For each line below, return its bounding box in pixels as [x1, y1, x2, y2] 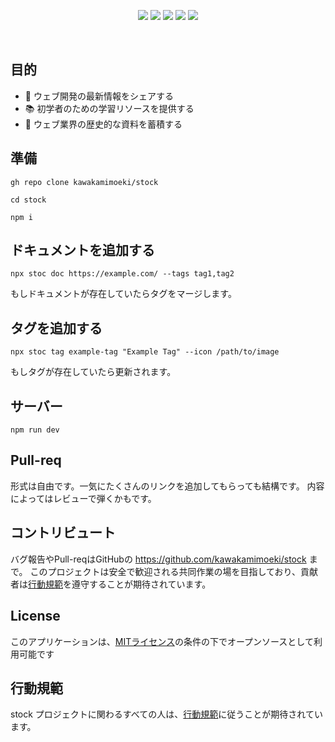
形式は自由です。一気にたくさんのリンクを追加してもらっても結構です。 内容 [10, 480, 325, 492]
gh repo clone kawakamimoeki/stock [10, 177, 159, 187]
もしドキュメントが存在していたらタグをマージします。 [10, 288, 237, 300]
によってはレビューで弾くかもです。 [10, 492, 157, 504]
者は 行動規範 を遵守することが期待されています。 [10, 578, 212, 590]
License [10, 608, 61, 625]
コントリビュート [10, 525, 116, 542]
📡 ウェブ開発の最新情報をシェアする [24, 90, 174, 102]
